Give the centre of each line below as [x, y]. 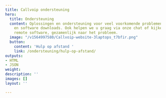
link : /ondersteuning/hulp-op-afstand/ [55, 51]
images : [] [16, 79]
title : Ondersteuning [32, 19]
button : [18, 42]
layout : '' [16, 83]
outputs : [14, 56]
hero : [11, 14]
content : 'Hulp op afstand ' [44, 47]
